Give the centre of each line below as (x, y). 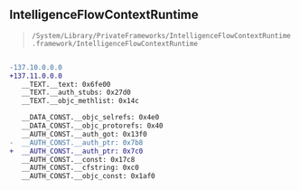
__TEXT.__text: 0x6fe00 (66, 84)
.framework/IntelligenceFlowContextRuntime (115, 43)
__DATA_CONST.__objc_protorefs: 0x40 (93, 126)
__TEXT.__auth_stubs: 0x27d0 (76, 93)
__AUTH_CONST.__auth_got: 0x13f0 (84, 134)
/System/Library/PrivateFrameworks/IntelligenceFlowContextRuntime (161, 35)
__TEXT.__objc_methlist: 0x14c (80, 101)
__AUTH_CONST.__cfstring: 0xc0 (80, 168)
